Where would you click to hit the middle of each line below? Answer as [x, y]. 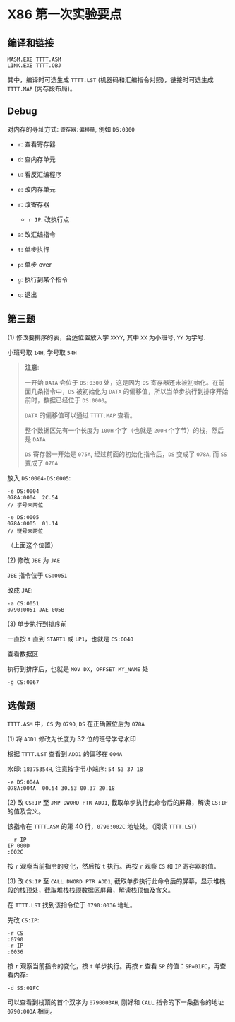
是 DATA [35, 439]
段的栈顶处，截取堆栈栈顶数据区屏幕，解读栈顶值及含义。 [91, 890]
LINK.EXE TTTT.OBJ [34, 66]
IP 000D [19, 846]
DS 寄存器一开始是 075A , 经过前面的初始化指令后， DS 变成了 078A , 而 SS [126, 454]
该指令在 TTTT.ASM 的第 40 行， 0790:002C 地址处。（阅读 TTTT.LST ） [104, 826]
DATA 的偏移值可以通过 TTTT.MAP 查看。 [80, 415]
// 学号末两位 [25, 505]
